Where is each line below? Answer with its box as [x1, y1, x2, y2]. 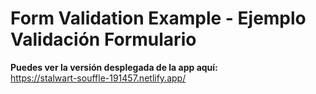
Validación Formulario [10, 28, 197, 51]
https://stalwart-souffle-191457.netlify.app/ [10, 72, 187, 84]
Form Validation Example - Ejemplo [10, 7, 307, 30]
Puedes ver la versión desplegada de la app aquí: [10, 61, 218, 73]
